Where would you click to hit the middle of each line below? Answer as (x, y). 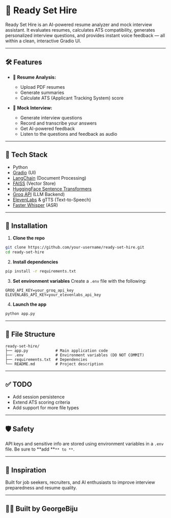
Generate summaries (42, 92)
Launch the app (30, 304)
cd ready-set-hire (25, 252)
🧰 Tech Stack (26, 155)
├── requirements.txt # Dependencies (46, 359)
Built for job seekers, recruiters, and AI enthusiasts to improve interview (80, 482)
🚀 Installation (26, 226)
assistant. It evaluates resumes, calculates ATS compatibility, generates (80, 30)
